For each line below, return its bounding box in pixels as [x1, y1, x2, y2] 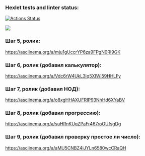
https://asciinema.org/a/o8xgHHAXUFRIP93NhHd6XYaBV [5, 97, 125, 103]
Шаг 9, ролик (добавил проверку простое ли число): [5, 133, 141, 140]
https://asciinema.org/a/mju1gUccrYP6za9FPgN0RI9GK [5, 49, 121, 55]
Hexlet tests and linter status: [5, 4, 79, 11]
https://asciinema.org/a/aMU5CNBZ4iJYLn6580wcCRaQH [5, 145, 127, 151]
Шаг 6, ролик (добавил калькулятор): [5, 61, 102, 68]
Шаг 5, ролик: [5, 37, 41, 44]
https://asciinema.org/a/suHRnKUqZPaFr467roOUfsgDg [5, 121, 121, 127]
